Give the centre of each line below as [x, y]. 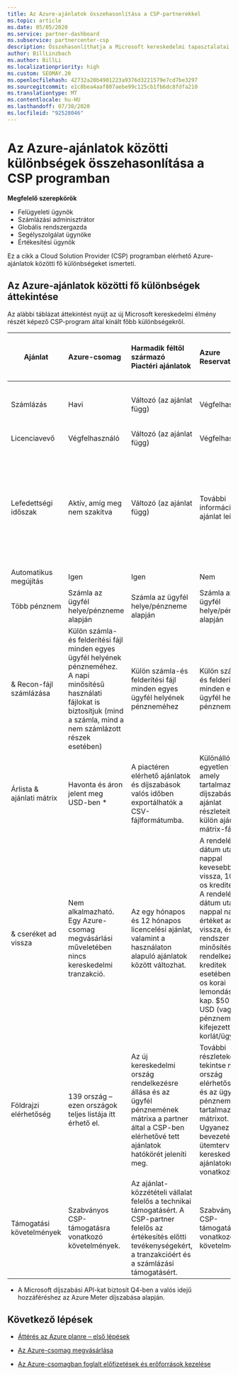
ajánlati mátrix [34, 798]
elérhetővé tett [155, 1136]
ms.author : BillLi [34, 60]
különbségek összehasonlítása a [106, 163]
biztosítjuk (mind [96, 711]
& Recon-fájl [32, 684]
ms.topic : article [34, 21]
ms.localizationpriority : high [53, 67]
